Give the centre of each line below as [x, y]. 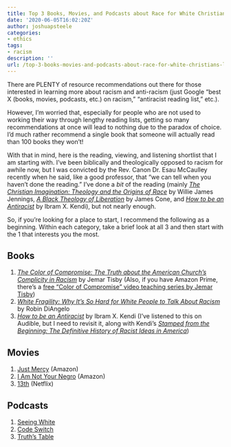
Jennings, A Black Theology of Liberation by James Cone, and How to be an [116, 199]
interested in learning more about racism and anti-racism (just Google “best [114, 92]
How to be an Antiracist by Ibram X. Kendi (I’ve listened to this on [109, 316]
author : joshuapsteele [40, 26]
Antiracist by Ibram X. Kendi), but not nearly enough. [82, 206]
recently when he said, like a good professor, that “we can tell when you [109, 177]
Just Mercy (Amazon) [48, 369]
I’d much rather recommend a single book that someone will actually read [111, 134]
